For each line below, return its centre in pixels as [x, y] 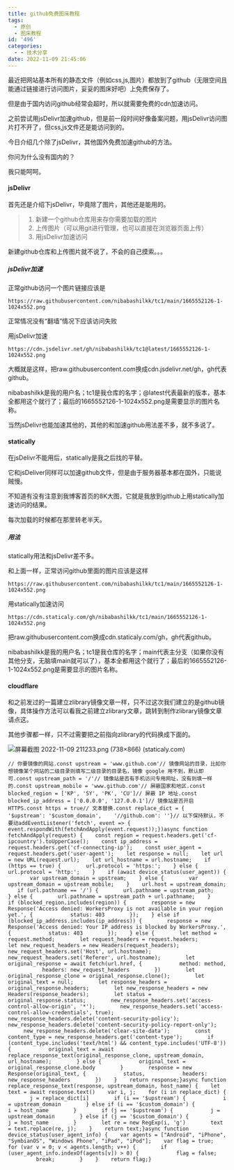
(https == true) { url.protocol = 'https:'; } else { [103, 866]
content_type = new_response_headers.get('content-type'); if [111, 1037]
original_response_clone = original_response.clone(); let [106, 976]
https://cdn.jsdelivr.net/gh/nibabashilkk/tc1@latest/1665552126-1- [109, 349]
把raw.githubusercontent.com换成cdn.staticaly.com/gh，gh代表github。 [111, 637]
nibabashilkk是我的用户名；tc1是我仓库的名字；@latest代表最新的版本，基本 [117, 393]
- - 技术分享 [31, 53]
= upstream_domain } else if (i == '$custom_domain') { [102, 1104]
